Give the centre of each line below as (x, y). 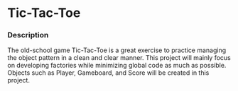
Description (28, 35)
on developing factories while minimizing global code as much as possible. (117, 66)
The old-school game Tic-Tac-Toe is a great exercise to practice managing (117, 50)
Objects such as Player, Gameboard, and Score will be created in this (108, 73)
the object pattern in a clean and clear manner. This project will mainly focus (119, 58)
